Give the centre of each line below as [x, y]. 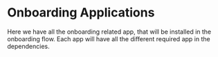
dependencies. [28, 46]
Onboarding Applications [81, 13]
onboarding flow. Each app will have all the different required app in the [109, 38]
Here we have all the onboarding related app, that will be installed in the [109, 32]
